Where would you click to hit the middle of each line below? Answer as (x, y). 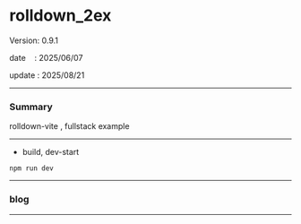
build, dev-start (51, 152)
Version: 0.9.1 (34, 40)
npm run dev (31, 168)
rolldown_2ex (60, 16)
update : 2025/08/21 (47, 75)
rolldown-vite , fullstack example (69, 126)
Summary (31, 107)
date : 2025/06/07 (46, 57)
